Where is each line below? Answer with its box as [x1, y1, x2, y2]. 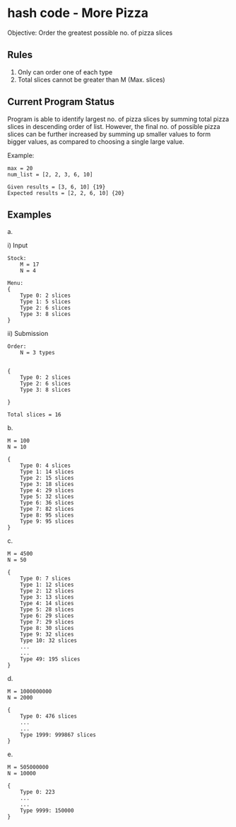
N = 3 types [20, 349, 55, 356]
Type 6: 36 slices [20, 500, 74, 507]
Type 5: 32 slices [20, 493, 74, 500]
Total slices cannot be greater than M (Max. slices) [17, 75, 165, 84]
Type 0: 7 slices [20, 575, 71, 583]
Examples [7, 208, 52, 220]
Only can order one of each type [17, 67, 113, 76]
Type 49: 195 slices [20, 656, 81, 663]
